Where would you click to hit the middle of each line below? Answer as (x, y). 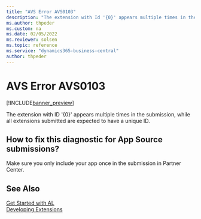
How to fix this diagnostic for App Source (84, 139)
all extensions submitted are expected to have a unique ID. (78, 121)
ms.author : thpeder (31, 23)
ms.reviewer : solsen (32, 40)
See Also (23, 189)
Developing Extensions (34, 209)
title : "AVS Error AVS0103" (41, 12)
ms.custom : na (24, 28)
